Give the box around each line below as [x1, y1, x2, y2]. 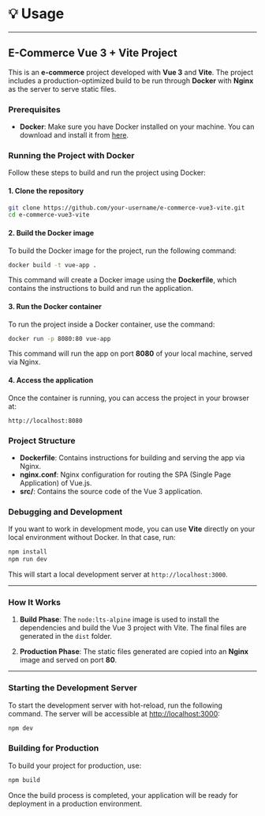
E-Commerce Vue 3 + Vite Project [8, 47, 177, 60]
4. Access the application [8, 376, 94, 385]
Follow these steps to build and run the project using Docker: [8, 168, 207, 178]
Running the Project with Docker [8, 149, 135, 161]
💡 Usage [8, 5, 65, 23]
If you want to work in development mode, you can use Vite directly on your [8, 524, 256, 534]
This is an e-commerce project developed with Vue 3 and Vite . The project [8, 67, 254, 77]
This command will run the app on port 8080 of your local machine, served [8, 349, 253, 358]
